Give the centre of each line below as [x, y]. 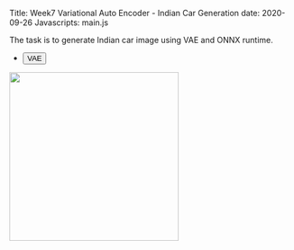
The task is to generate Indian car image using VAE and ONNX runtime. [141, 40]
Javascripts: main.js [72, 22]
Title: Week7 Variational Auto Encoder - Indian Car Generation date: [135, 13]
